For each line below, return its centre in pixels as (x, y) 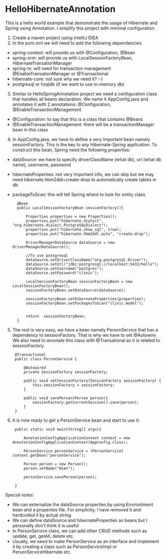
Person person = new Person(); (56, 464)
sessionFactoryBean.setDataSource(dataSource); (76, 290)
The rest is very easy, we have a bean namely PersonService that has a (85, 330)
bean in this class (30, 129)
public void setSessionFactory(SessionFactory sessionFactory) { (92, 381)
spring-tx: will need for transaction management (62, 68)
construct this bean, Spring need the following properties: (71, 150)
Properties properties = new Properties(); (71, 217)
